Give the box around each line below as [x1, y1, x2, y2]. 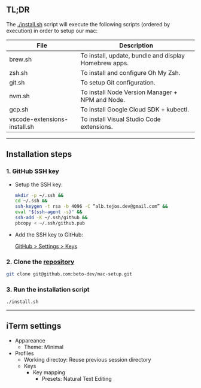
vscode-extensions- [9, 115, 69, 123]
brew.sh [9, 55, 32, 63]
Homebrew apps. [80, 59, 129, 67]
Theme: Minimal [23, 343, 64, 350]
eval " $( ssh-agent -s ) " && [14, 209, 83, 215]
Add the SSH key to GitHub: [14, 231, 84, 238]
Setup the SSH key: [14, 181, 63, 188]
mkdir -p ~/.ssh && [14, 192, 64, 198]
